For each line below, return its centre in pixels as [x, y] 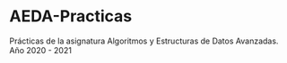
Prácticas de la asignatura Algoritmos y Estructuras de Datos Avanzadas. [144, 41]
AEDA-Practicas [71, 16]
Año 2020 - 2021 [40, 50]
